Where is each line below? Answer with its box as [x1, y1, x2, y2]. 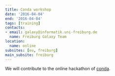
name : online [9, 43, 36, 48]
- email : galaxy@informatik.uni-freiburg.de [5, 30, 97, 35]
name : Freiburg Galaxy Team [9, 35, 67, 39]
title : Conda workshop [5, 7, 51, 12]
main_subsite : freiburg [5, 52, 54, 57]
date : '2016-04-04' [5, 12, 45, 17]
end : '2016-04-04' [5, 16, 43, 21]
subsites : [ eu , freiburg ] [5, 48, 58, 53]
